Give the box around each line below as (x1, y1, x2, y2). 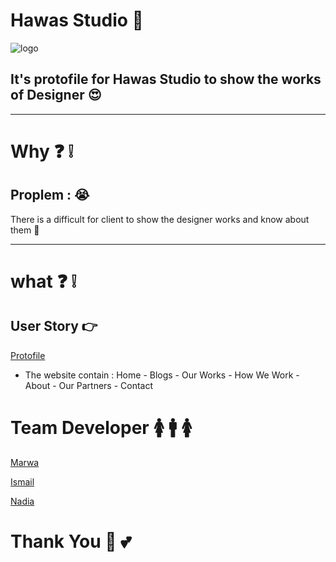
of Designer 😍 (10, 87, 102, 104)
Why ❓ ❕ (10, 140, 74, 163)
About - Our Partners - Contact (24, 379, 154, 391)
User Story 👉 (10, 318, 98, 335)
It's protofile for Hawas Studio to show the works (10, 71, 322, 88)
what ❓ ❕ (10, 270, 77, 293)
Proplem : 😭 (10, 187, 90, 204)
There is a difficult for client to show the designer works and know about (10, 213, 310, 225)
